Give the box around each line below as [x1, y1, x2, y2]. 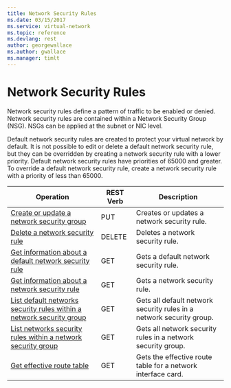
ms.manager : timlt [7, 55, 60, 62]
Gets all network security [135, 323, 217, 333]
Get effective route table [10, 361, 89, 370]
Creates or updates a [135, 207, 204, 217]
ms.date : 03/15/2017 [7, 16, 67, 23]
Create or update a [10, 207, 71, 217]
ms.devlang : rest [7, 36, 57, 43]
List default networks [10, 295, 79, 305]
